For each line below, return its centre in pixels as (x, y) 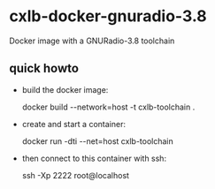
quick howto (44, 68)
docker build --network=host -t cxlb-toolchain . (108, 107)
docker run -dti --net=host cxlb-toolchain (98, 141)
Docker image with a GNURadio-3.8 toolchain (92, 41)
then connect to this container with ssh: (94, 158)
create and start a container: (74, 124)
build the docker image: (65, 89)
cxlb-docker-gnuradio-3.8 (108, 16)
